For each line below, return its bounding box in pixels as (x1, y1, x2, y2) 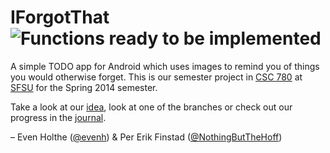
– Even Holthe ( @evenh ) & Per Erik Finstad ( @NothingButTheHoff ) (10, 131, 283, 143)
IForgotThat (10, 6, 110, 29)
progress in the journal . (10, 111, 107, 123)
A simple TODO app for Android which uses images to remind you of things (10, 60, 320, 72)
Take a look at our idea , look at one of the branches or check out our (10, 101, 293, 113)
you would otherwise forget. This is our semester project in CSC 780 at (10, 71, 303, 83)
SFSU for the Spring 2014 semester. (10, 81, 158, 93)
